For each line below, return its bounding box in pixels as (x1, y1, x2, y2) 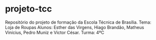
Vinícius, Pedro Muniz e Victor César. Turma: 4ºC (5, 29, 105, 35)
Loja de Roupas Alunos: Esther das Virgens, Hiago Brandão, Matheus (5, 24, 144, 30)
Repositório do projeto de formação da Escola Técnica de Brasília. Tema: (5, 19, 152, 25)
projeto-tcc (5, 3, 52, 14)
